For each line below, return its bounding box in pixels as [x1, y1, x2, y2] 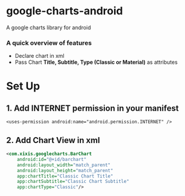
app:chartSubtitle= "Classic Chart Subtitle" [17, 179, 129, 185]
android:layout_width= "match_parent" [17, 162, 111, 168]
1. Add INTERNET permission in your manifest [6, 103, 179, 113]
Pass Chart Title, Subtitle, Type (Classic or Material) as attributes [14, 58, 178, 66]
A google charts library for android [6, 24, 91, 31]
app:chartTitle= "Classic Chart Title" [17, 173, 113, 179]
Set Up [6, 79, 41, 93]
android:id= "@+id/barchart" [17, 156, 87, 162]
